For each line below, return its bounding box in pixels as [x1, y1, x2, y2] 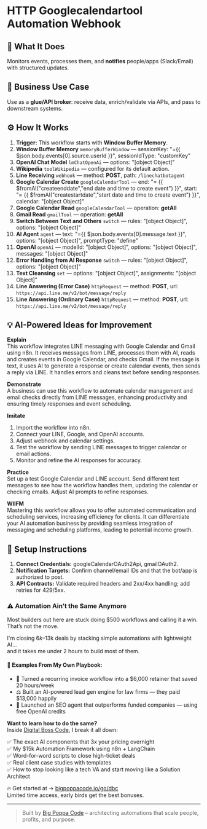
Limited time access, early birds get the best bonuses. [7, 791, 144, 799]
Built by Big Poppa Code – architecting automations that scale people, [21, 809, 199, 816]
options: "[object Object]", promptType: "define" [15, 237, 139, 244]
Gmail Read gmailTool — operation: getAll [15, 210, 123, 218]
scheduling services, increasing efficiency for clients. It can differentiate [7, 513, 190, 521]
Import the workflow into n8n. [15, 424, 92, 431]
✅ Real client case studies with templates [7, 758, 112, 766]
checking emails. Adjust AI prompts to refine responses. [7, 488, 149, 495]
